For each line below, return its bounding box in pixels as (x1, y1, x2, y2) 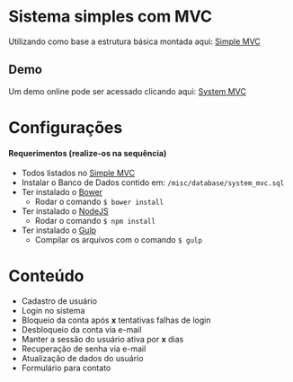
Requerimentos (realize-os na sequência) (8, 147, 167, 158)
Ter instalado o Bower (21, 187, 103, 198)
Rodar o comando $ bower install (34, 196, 164, 208)
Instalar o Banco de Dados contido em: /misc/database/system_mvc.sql (21, 177, 285, 188)
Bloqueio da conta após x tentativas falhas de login (21, 315, 211, 325)
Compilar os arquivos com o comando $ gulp (34, 235, 203, 245)
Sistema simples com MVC (8, 6, 213, 27)
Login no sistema (21, 306, 85, 316)
